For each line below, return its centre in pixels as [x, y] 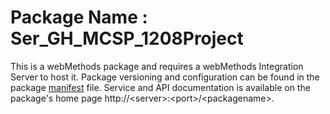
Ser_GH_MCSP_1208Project [127, 38]
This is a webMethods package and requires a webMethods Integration [157, 66]
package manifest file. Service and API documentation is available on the [160, 87]
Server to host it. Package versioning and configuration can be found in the [165, 77]
